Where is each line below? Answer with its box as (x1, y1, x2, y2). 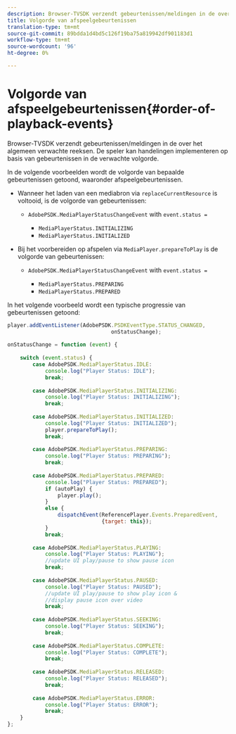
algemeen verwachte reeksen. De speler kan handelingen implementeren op (7, 146, 228, 155)
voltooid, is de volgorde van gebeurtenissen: (17, 196, 147, 205)
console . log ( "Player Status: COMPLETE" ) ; (44, 649, 169, 656)
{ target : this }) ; (101, 518, 152, 525)
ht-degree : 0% (7, 50, 49, 57)
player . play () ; (57, 492, 102, 499)
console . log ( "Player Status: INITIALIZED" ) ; (44, 419, 178, 426)
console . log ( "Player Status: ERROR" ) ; (44, 701, 159, 708)
